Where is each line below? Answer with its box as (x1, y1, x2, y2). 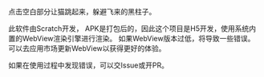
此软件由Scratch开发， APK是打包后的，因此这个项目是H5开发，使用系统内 (8, 24, 257, 33)
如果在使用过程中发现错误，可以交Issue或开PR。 (8, 60, 169, 70)
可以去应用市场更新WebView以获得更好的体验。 (8, 44, 166, 53)
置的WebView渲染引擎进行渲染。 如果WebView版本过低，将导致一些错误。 (8, 34, 255, 43)
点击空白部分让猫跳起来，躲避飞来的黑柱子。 (8, 7, 156, 16)
